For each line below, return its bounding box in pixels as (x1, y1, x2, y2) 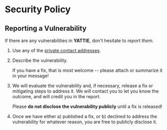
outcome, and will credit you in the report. (12, 94, 101, 99)
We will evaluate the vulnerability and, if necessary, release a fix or (12, 83, 153, 89)
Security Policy (5, 4, 71, 15)
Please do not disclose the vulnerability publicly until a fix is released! (12, 103, 162, 110)
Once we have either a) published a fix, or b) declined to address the (12, 114, 157, 119)
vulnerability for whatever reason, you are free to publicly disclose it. (12, 119, 157, 125)
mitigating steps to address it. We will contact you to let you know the (12, 88, 159, 94)
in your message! (12, 73, 49, 79)
